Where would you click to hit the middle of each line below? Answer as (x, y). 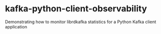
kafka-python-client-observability (76, 9)
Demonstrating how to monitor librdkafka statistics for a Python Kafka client (81, 22)
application (16, 26)
